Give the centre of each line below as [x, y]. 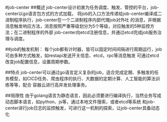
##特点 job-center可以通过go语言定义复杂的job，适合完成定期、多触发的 [80, 72]
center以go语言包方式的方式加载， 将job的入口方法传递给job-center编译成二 [83, 13]
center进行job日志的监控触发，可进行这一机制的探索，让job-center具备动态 [83, 108]
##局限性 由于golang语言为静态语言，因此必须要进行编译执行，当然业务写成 [83, 95]
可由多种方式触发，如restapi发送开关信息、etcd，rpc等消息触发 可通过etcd [82, 55]
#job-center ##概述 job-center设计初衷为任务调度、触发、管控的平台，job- [82, 7]
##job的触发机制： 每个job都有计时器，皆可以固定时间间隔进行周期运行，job [83, 49]
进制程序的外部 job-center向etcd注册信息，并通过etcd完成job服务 [90, 32]
